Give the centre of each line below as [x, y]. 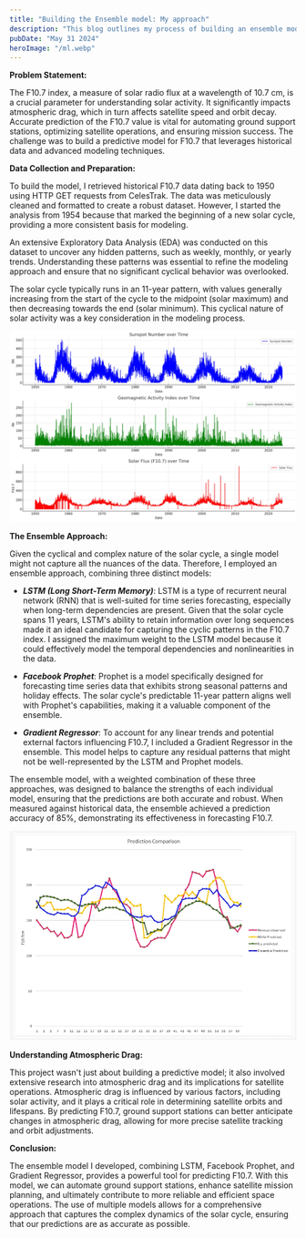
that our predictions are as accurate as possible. [100, 1223]
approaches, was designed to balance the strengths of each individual [141, 789]
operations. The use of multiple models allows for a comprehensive [136, 1204]
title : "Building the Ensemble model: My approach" [109, 19]
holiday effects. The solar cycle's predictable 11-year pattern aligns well [157, 695]
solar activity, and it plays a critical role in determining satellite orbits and [146, 1101]
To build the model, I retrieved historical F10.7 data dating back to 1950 [142, 186]
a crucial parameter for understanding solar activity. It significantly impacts [150, 102]
